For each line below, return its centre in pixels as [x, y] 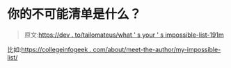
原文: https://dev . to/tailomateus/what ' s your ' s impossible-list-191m [124, 35]
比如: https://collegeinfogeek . [49, 49]
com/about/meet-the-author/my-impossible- [157, 49]
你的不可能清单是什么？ [74, 14]
